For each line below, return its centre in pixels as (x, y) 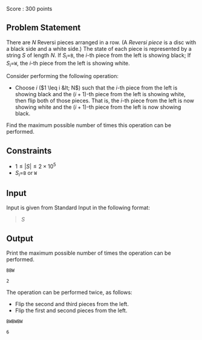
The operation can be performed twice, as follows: (69, 292)
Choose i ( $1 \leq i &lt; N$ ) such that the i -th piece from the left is (96, 88)
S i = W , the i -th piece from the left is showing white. (68, 64)
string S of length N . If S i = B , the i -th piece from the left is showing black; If (99, 56)
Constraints (29, 151)
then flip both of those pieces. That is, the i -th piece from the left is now (105, 101)
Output (20, 238)
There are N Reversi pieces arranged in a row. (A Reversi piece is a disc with (101, 42)
